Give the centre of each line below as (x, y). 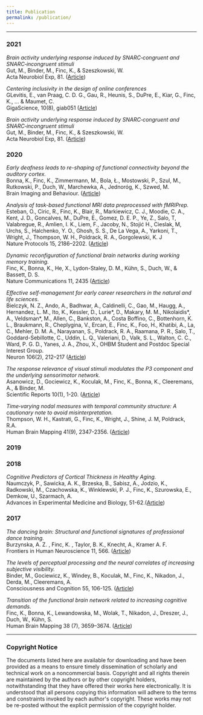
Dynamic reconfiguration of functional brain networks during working (93, 255)
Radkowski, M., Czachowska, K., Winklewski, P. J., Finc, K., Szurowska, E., (99, 490)
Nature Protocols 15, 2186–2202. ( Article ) (57, 244)
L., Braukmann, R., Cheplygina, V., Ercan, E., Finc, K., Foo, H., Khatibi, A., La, (101, 325)
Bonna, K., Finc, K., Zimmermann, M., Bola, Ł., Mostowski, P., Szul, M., (94, 181)
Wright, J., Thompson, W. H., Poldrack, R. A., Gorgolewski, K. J (84, 237)
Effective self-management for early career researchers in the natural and (99, 293)
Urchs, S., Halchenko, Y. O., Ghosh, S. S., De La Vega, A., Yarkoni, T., (92, 231)
